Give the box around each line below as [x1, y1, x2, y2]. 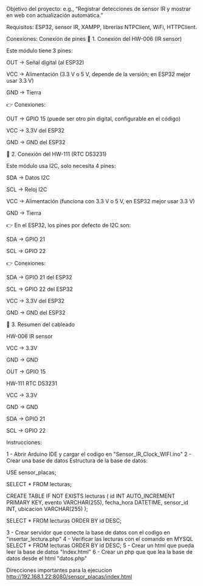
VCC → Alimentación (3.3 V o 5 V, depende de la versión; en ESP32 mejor [6, 71, 191, 78]
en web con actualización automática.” [6, 12, 103, 19]
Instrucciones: [6, 439, 43, 446]
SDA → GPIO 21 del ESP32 [6, 274, 73, 281]
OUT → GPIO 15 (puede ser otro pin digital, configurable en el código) [6, 115, 181, 122]
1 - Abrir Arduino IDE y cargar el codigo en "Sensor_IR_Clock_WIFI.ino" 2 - [6, 450, 191, 458]
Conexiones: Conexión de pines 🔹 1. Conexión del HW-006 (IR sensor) [6, 35, 182, 42]
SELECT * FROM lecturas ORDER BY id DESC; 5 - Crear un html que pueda [6, 542, 194, 549]
